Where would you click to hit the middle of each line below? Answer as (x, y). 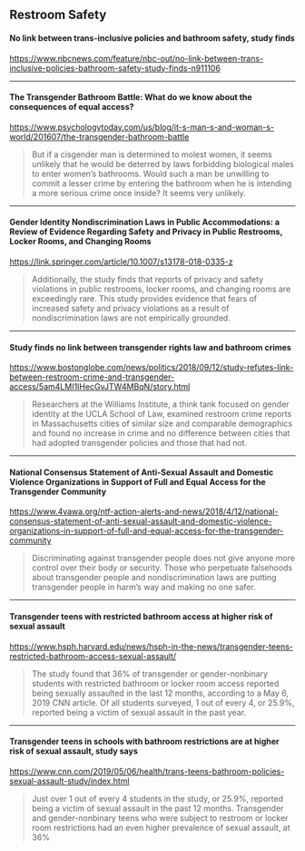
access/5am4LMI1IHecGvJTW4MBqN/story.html (100, 387)
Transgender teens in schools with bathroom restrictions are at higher (144, 742)
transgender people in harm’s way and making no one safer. (143, 587)
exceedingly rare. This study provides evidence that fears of (144, 298)
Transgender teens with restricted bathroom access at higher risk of (141, 616)
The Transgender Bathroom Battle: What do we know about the (131, 97)
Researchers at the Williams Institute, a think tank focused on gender (160, 404)
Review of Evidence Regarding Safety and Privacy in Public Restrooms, (146, 232)
